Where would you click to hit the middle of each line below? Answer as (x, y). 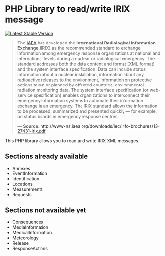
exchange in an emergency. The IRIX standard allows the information (87, 106)
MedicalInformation (32, 232)
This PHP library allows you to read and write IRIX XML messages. (72, 141)
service (25, 95)
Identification (26, 178)
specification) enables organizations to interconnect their (92, 95)
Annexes (21, 168)
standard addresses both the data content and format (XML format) (86, 64)
